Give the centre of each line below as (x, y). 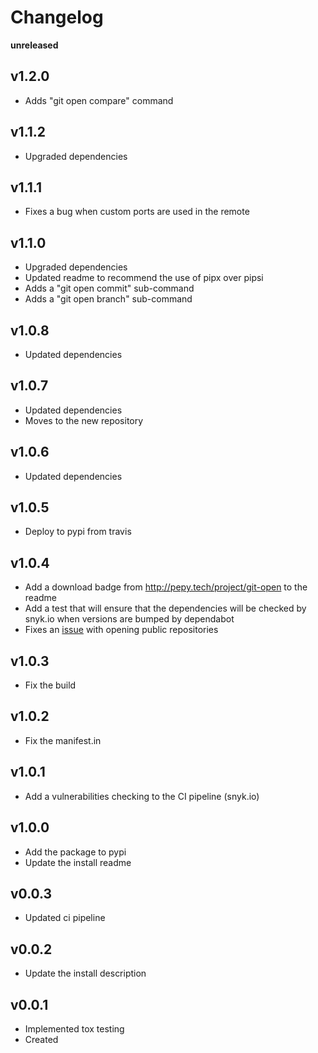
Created (41, 1039)
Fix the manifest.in (63, 740)
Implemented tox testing (74, 1028)
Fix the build (50, 685)
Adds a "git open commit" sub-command (109, 288)
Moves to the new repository (84, 420)
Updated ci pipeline (65, 918)
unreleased (34, 45)
